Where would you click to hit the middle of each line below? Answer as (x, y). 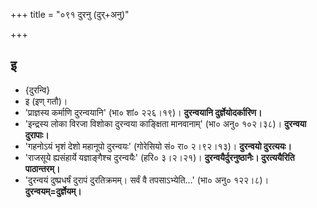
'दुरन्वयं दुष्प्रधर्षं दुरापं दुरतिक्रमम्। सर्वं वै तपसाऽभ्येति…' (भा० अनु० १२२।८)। (147, 180)
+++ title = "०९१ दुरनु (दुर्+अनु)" (70, 14)
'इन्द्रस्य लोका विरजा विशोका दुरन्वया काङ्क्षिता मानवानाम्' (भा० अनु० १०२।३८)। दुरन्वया (165, 123)
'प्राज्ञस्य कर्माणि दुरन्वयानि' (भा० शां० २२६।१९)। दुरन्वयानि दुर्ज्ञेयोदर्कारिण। (143, 112)
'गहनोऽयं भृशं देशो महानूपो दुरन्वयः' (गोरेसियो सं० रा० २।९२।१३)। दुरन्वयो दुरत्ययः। (158, 146)
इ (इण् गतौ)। (46, 101)
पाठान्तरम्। (42, 168)
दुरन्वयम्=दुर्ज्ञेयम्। (53, 191)
